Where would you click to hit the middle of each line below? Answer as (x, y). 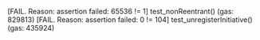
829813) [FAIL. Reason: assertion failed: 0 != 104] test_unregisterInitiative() (130, 20)
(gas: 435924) (31, 28)
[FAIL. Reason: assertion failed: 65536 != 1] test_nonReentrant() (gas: (121, 11)
